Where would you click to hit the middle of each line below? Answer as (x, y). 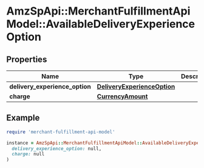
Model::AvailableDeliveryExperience (101, 24)
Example (23, 118)
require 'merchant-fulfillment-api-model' (61, 132)
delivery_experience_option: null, (57, 149)
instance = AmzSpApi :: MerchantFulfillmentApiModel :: (74, 143)
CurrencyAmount (122, 96)
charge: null (28, 154)
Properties (27, 59)
